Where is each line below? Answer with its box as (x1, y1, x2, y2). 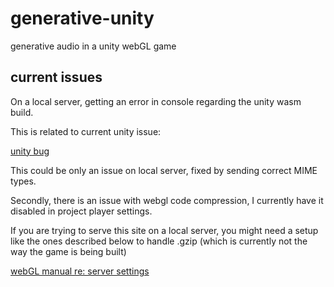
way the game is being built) (10, 245, 127, 257)
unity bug (10, 145, 50, 157)
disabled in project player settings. (10, 205, 153, 217)
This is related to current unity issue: (10, 125, 162, 137)
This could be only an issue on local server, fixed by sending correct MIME (10, 164, 318, 176)
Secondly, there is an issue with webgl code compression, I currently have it (10, 194, 324, 206)
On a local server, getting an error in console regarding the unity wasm (10, 95, 302, 107)
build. (10, 106, 34, 118)
